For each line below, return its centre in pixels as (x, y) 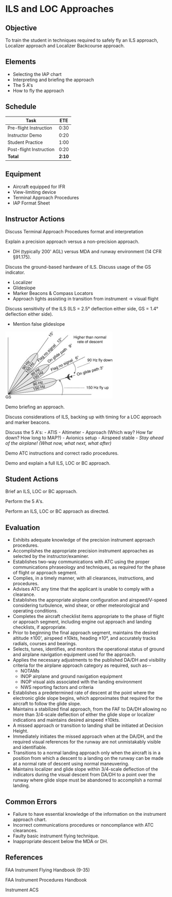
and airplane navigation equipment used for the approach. (74, 655)
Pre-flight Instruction (30, 128)
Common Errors (31, 802)
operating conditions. (35, 611)
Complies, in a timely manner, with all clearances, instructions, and (83, 578)
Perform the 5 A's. (24, 501)
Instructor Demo (25, 135)
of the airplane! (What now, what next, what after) (59, 443)
